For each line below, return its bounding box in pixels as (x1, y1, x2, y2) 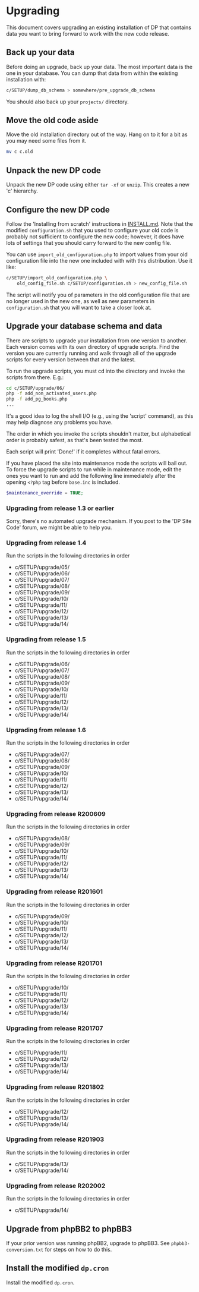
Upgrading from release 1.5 (6, 635, 86, 644)
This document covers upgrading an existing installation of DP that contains (6, 24, 192, 31)
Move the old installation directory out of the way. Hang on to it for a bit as (6, 131, 188, 138)
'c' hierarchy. (6, 187, 39, 194)
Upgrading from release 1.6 (6, 726, 86, 734)
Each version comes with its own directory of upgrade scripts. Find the (6, 343, 179, 350)
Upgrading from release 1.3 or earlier (6, 504, 115, 512)
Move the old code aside (6, 115, 99, 125)
